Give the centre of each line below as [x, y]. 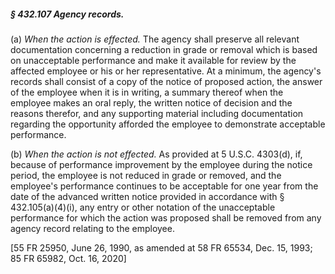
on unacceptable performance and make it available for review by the [153, 60]
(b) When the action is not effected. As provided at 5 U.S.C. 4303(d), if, [156, 154]
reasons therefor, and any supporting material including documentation [157, 113]
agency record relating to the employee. [92, 228]
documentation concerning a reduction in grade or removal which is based [164, 49]
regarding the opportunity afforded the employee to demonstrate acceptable [168, 124]
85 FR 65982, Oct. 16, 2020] [68, 258]
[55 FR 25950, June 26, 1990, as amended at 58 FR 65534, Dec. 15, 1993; [161, 247]
